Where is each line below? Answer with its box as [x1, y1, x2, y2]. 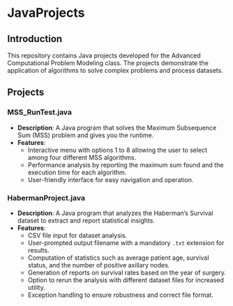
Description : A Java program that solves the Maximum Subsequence [17, 123, 217, 132]
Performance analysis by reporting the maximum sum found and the [27, 160, 224, 169]
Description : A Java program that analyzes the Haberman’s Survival [17, 209, 213, 217]
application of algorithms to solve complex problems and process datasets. [7, 67, 223, 74]
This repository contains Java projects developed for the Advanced [7, 51, 201, 60]
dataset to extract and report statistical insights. [17, 216, 156, 225]
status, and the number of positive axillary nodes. [27, 260, 170, 269]
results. [27, 246, 50, 254]
